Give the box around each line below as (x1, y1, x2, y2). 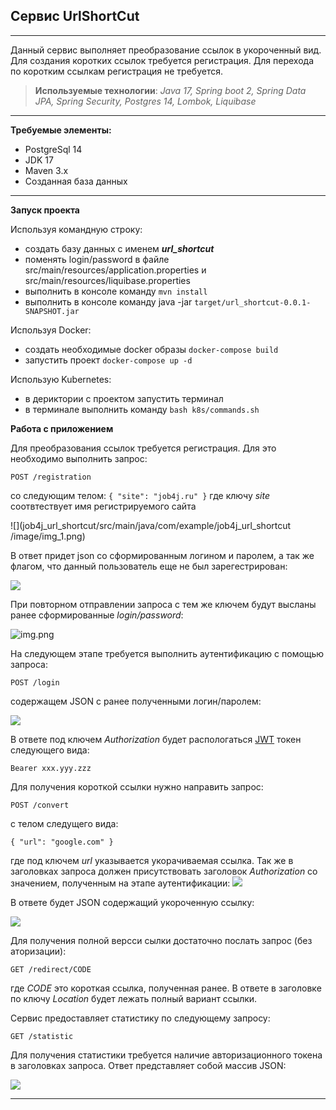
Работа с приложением (10, 422, 114, 434)
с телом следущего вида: (10, 817, 119, 829)
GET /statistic (10, 1031, 74, 1041)
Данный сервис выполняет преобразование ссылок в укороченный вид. (10, 44, 322, 56)
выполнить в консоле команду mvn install (24, 285, 208, 297)
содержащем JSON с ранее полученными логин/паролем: (10, 695, 262, 707)
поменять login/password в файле (24, 253, 170, 265)
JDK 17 (24, 154, 54, 166)
